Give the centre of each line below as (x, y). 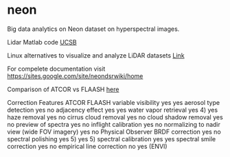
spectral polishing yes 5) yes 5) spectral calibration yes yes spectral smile (112, 138)
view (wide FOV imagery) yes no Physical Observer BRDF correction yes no (114, 132)
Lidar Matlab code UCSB (42, 42)
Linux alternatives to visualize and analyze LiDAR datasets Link (96, 55)
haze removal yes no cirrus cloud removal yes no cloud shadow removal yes (115, 117)
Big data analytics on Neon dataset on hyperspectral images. (93, 29)
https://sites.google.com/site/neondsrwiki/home (75, 76)
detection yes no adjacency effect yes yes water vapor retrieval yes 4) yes (113, 110)
